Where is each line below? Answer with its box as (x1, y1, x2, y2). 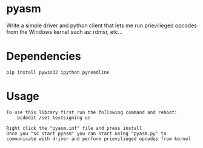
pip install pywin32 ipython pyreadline (6, 69, 110, 76)
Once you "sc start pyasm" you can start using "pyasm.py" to (6, 130, 167, 137)
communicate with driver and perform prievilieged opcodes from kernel (6, 135, 191, 142)
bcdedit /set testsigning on (17, 114, 91, 121)
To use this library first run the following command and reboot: (6, 109, 178, 115)
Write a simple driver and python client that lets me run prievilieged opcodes (6, 22, 197, 29)
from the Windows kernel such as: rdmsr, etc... (6, 28, 123, 35)
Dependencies (6, 50, 81, 63)
